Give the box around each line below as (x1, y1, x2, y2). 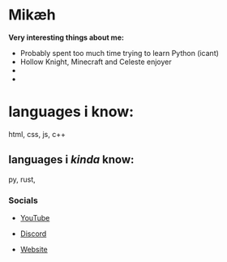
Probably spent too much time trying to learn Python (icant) (19, 48, 219, 58)
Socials (8, 195, 38, 206)
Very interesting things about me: (8, 32, 124, 42)
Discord (19, 229, 47, 238)
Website (19, 244, 49, 254)
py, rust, (8, 174, 36, 184)
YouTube (19, 213, 50, 222)
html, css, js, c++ (8, 129, 66, 139)
